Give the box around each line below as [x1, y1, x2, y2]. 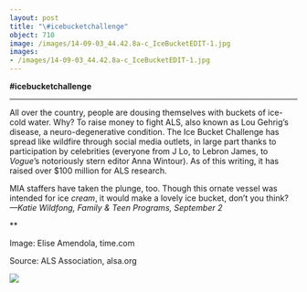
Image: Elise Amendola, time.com [9, 238, 135, 248]
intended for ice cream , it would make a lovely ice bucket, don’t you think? [9, 193, 290, 203]
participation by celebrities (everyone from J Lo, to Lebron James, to [9, 146, 269, 156]
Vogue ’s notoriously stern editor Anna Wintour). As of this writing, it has [9, 156, 280, 166]
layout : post [9, 13, 59, 23]
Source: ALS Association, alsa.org [9, 255, 137, 266]
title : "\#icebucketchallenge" [9, 22, 129, 31]
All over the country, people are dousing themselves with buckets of [9, 107, 267, 118]
